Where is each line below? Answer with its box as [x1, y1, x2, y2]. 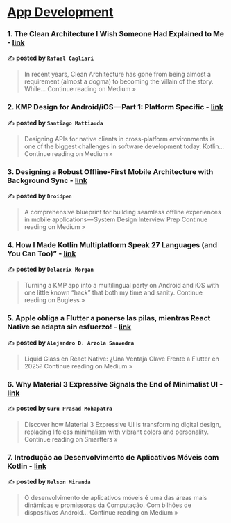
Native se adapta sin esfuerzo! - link [7, 322, 132, 331]
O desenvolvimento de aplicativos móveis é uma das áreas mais [24, 494, 207, 502]
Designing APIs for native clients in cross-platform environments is [24, 134, 215, 143]
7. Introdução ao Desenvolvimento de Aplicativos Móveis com [7, 452, 219, 462]
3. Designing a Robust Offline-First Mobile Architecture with [7, 166, 214, 176]
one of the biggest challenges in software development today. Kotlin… [24, 142, 225, 150]
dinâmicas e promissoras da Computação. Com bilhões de [24, 501, 192, 509]
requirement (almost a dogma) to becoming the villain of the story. [24, 77, 214, 86]
